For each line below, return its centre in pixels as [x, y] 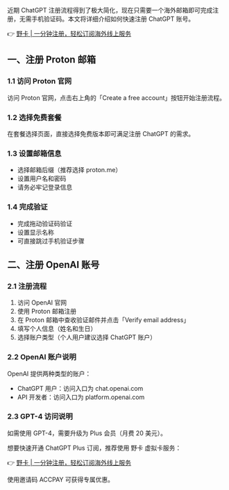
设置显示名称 [35, 232]
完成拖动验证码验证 [45, 223]
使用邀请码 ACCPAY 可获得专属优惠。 [61, 479]
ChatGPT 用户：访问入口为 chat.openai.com [80, 388]
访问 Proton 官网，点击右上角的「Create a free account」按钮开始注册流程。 [116, 98]
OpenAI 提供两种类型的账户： [49, 373]
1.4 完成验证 [27, 207]
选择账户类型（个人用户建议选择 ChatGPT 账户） [87, 337]
